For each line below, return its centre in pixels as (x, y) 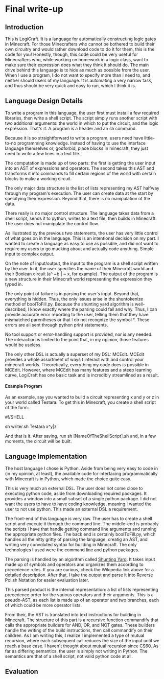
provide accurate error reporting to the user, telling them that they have (77, 314)
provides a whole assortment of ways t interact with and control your (74, 359)
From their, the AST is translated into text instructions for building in (73, 614)
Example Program (24, 386)
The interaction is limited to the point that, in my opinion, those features (77, 339)
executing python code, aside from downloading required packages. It (76, 493)
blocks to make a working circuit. (38, 178)
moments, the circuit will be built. (38, 441)
